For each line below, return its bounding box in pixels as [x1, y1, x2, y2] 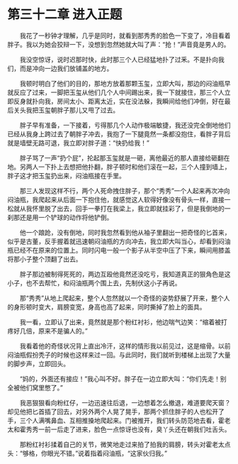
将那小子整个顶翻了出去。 [7, 255, 82, 263]
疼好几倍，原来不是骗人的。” [7, 326, 89, 335]
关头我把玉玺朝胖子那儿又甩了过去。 [13, 106, 119, 114]
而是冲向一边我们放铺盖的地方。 [19, 64, 113, 72]
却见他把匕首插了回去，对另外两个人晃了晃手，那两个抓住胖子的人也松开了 [7, 407, 225, 416]
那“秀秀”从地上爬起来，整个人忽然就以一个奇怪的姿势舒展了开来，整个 [19, 294, 225, 302]
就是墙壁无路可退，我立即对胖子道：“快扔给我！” [7, 138, 150, 147]
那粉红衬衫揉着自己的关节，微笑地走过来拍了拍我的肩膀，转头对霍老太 [19, 440, 225, 448]
